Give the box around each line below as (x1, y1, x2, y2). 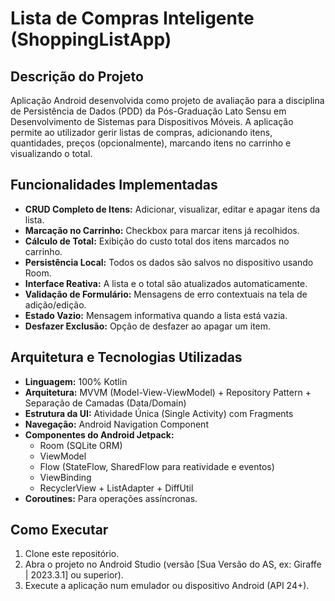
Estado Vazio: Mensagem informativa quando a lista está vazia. (24, 309, 288, 321)
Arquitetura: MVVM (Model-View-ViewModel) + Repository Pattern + (24, 386, 312, 398)
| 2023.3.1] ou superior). (24, 569, 124, 581)
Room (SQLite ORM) (39, 439, 123, 451)
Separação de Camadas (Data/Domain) (24, 397, 187, 409)
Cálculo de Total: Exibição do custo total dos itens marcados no (24, 235, 290, 247)
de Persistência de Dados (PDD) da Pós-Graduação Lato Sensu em (10, 105, 287, 117)
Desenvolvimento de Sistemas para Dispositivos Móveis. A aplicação (10, 116, 294, 127)
